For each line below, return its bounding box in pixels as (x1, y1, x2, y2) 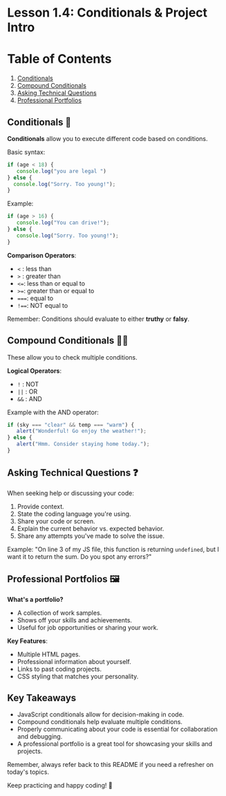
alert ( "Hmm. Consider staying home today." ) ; (16, 441, 150, 447)
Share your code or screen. (17, 517, 95, 525)
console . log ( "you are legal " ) (16, 167, 107, 174)
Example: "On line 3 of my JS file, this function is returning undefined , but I (7, 545, 219, 553)
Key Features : (7, 636, 48, 645)
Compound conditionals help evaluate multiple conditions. (17, 718, 183, 726)
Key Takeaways (7, 692, 77, 703)
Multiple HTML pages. (17, 650, 81, 658)
